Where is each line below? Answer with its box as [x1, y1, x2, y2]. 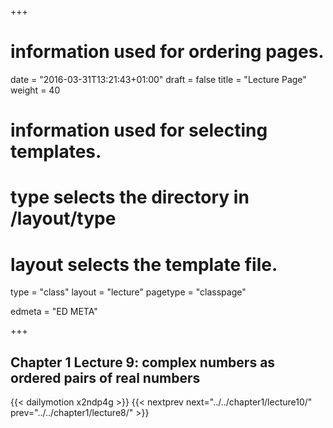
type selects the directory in [10, 186, 250, 209]
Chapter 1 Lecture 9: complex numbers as [10, 354, 276, 371]
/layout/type [10, 207, 117, 230]
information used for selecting [10, 119, 268, 142]
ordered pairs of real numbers [10, 369, 201, 386]
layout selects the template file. [10, 253, 278, 276]
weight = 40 [10, 84, 61, 96]
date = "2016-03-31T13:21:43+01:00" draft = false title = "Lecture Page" [10, 73, 307, 85]
